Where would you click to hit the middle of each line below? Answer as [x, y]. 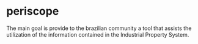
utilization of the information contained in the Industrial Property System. [98, 34]
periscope [33, 11]
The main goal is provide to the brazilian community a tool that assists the [99, 28]
